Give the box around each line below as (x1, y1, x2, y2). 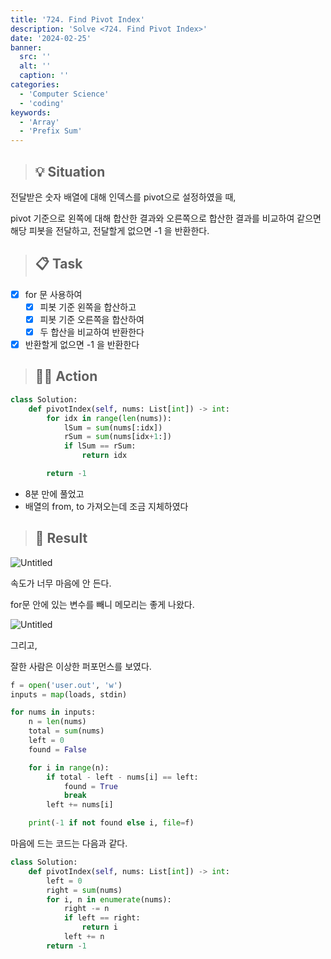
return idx (81, 451, 128, 461)
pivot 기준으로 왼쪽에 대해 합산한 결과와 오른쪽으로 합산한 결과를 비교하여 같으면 (10, 212, 322, 224)
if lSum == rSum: (63, 441, 137, 451)
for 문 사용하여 (24, 288, 83, 300)
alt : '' (19, 61, 52, 71)
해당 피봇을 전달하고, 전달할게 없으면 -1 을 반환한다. (10, 224, 210, 236)
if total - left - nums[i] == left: (46, 772, 199, 782)
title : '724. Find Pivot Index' (10, 14, 145, 25)
